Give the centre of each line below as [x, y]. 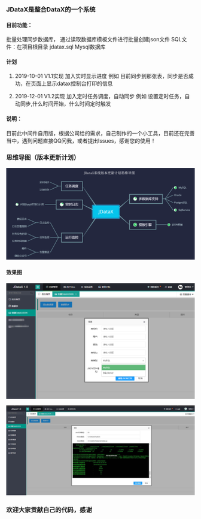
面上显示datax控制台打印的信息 [74, 84]
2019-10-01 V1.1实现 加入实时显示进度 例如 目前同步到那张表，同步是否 [102, 76]
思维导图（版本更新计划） [43, 158]
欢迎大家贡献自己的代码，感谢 [49, 510]
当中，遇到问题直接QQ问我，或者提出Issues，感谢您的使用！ [81, 141]
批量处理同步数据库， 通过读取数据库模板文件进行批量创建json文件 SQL [94, 40]
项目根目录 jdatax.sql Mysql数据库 [64, 47]
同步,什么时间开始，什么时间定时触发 [66, 104]
